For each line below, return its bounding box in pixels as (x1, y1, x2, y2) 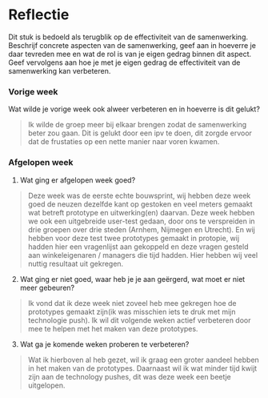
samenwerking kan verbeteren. (8, 66, 111, 75)
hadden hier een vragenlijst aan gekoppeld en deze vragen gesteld (27, 242, 249, 251)
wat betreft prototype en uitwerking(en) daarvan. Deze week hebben (27, 207, 255, 217)
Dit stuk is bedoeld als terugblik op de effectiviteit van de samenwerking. (8, 32, 249, 42)
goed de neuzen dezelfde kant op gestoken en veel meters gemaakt (27, 199, 253, 209)
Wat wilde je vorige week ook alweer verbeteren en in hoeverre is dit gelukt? (8, 104, 260, 114)
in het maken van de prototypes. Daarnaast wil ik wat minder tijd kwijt (27, 363, 258, 373)
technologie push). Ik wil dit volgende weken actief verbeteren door (27, 315, 251, 325)
